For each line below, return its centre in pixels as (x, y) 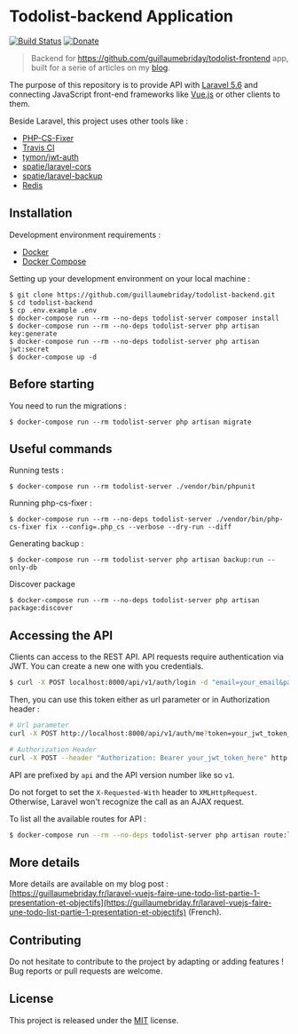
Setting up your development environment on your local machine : (130, 278)
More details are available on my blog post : (89, 884)
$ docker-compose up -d (53, 357)
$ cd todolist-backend (51, 302)
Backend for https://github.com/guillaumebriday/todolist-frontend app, (160, 58)
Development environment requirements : (85, 235)
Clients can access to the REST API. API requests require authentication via (146, 657)
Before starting (52, 384)
